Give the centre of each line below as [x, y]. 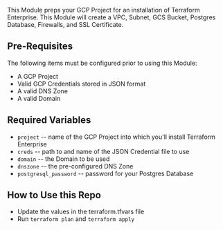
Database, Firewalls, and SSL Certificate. [65, 25]
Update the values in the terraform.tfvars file [81, 212]
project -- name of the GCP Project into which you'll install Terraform [116, 137]
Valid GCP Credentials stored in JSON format [81, 84]
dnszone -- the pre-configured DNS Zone [75, 166]
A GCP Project [38, 76]
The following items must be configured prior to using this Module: [102, 63]
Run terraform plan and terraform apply [76, 219]
